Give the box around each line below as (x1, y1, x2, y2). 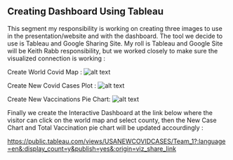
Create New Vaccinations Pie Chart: (7, 95, 111, 103)
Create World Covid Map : (7, 67, 83, 76)
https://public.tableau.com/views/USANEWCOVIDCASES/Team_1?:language (7, 137, 226, 145)
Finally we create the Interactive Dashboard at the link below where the (7, 108, 213, 116)
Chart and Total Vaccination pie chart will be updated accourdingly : (7, 123, 204, 132)
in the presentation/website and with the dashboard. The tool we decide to (7, 32, 223, 40)
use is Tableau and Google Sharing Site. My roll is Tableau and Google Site (7, 39, 223, 48)
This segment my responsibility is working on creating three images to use (7, 24, 222, 32)
